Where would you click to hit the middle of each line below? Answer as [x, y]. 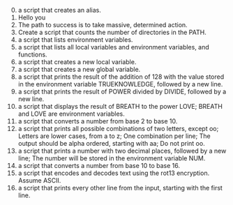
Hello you [32, 17]
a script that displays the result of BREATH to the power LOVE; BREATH [120, 106]
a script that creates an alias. [60, 10]
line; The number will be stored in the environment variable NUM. [112, 158]
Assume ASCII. [39, 180]
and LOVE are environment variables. [71, 114]
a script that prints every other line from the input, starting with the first [120, 188]
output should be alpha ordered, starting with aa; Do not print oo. [111, 143]
